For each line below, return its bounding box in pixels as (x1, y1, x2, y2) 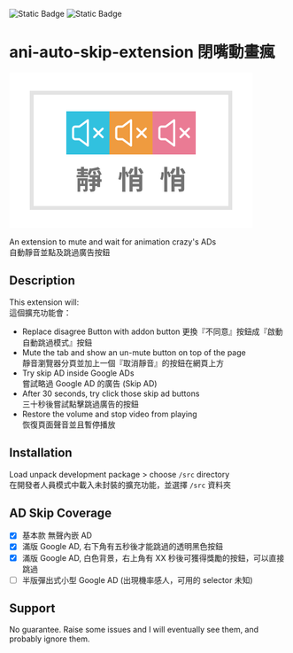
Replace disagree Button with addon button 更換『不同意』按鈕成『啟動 (21, 326, 283, 337)
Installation (9, 446, 73, 461)
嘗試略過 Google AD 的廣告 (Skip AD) (21, 377, 158, 389)
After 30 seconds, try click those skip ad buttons (21, 388, 200, 399)
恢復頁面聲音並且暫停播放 (21, 419, 116, 430)
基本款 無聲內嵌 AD (21, 530, 93, 540)
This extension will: (9, 297, 80, 307)
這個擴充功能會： (9, 307, 72, 318)
